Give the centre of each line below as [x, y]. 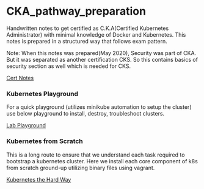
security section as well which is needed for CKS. [69, 66]
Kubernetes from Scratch [45, 141]
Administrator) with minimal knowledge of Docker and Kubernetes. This [96, 34]
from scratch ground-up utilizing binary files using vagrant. [81, 168]
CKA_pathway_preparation [76, 11]
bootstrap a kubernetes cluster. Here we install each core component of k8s [102, 161]
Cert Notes [20, 78]
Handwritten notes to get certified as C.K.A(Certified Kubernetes [88, 28]
